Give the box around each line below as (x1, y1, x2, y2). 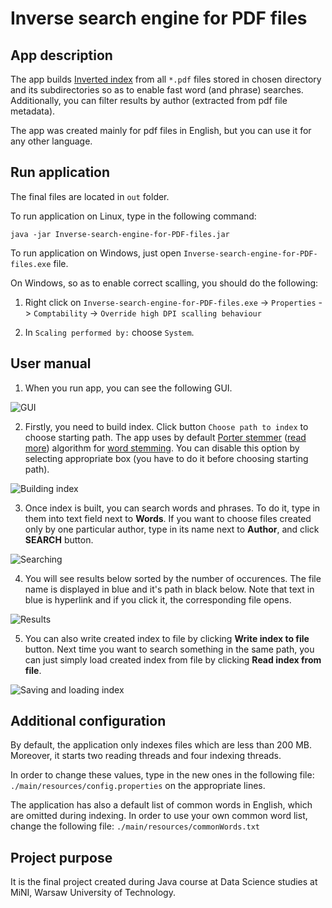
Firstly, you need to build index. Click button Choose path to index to (24, 420, 309, 432)
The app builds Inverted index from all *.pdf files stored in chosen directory (10, 73, 322, 85)
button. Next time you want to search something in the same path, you (24, 643, 315, 655)
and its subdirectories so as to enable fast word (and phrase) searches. (10, 84, 304, 96)
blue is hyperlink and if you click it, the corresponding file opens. (24, 593, 292, 606)
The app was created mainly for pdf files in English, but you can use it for (10, 125, 312, 136)
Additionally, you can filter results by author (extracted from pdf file (10, 95, 288, 106)
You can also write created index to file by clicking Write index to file (24, 632, 310, 644)
